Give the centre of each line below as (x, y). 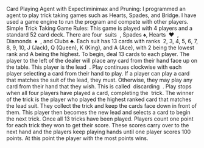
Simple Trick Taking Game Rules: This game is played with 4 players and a (100, 28)
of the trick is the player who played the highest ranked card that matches (99, 99)
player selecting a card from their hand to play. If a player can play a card (98, 73)
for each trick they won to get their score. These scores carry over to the (98, 125)
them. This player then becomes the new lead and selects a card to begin (98, 112)
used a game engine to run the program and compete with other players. (97, 22)
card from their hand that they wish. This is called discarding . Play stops (99, 86)
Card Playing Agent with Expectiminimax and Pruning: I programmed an (96, 9)
